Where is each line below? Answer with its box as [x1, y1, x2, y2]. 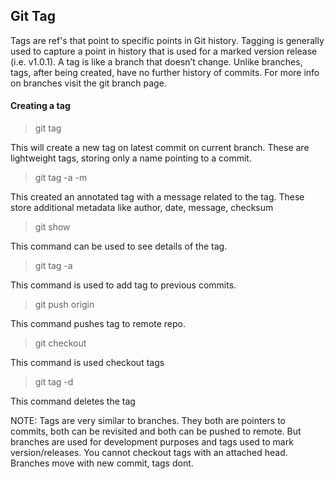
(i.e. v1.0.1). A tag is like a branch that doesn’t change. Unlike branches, [10, 55, 303, 68]
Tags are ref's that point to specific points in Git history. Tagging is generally [10, 34, 325, 46]
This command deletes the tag [10, 395, 136, 408]
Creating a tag [10, 100, 71, 112]
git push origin [34, 299, 95, 311]
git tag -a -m [34, 172, 88, 184]
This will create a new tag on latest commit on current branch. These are [10, 142, 310, 154]
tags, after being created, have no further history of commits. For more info [10, 66, 320, 78]
